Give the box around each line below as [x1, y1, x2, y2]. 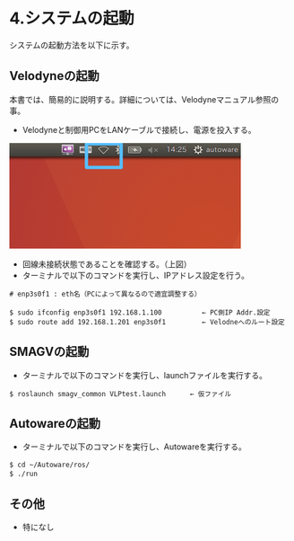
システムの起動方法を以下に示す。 [9, 40, 134, 50]
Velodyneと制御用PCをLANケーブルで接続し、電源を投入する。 [22, 124, 257, 135]
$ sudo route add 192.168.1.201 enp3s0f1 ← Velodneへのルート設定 [9, 317, 285, 326]
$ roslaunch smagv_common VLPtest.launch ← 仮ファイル [9, 389, 231, 398]
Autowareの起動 [9, 415, 101, 431]
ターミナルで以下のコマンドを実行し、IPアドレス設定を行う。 [22, 270, 249, 280]
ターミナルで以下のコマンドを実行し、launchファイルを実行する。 [22, 369, 267, 380]
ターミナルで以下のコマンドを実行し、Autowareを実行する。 [22, 441, 246, 452]
